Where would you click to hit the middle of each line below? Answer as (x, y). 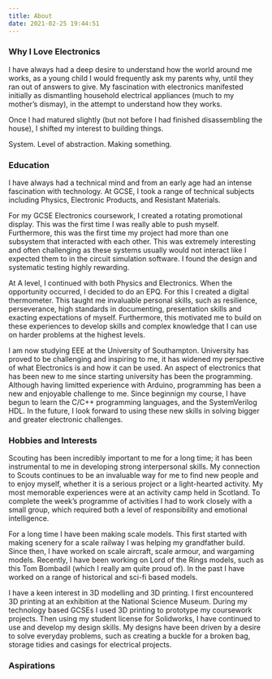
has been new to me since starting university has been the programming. (131, 376)
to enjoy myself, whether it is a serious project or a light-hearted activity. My (136, 484)
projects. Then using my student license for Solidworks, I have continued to (135, 619)
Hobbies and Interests (53, 440)
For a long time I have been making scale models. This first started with (128, 534)
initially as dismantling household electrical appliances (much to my (121, 95)
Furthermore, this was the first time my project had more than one (119, 233)
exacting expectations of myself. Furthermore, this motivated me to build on (135, 318)
